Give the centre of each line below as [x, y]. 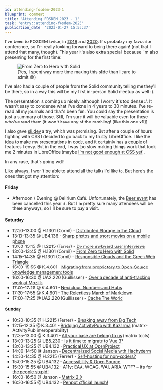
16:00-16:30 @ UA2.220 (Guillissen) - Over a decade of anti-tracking [81, 277]
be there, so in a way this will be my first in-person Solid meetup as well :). [80, 92]
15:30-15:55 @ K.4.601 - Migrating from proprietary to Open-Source [80, 267]
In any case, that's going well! [35, 162]
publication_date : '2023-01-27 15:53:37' [48, 28]
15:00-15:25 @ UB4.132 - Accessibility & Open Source [66, 361]
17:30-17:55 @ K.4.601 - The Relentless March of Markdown [72, 293]
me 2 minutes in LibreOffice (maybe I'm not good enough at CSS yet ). [75, 152]
